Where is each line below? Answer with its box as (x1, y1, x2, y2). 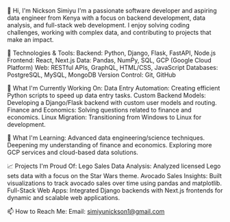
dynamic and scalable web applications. (7, 194, 120, 201)
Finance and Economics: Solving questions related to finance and (7, 106, 192, 114)
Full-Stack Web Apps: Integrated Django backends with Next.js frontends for (7, 186, 223, 195)
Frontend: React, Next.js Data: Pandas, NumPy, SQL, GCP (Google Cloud (7, 56, 212, 64)
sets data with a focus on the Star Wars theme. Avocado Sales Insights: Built (7, 172, 222, 180)
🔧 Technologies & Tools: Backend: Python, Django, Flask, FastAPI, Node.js (7, 49, 216, 57)
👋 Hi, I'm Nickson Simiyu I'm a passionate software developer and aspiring (7, 7, 217, 14)
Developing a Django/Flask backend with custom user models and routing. (7, 99, 217, 106)
